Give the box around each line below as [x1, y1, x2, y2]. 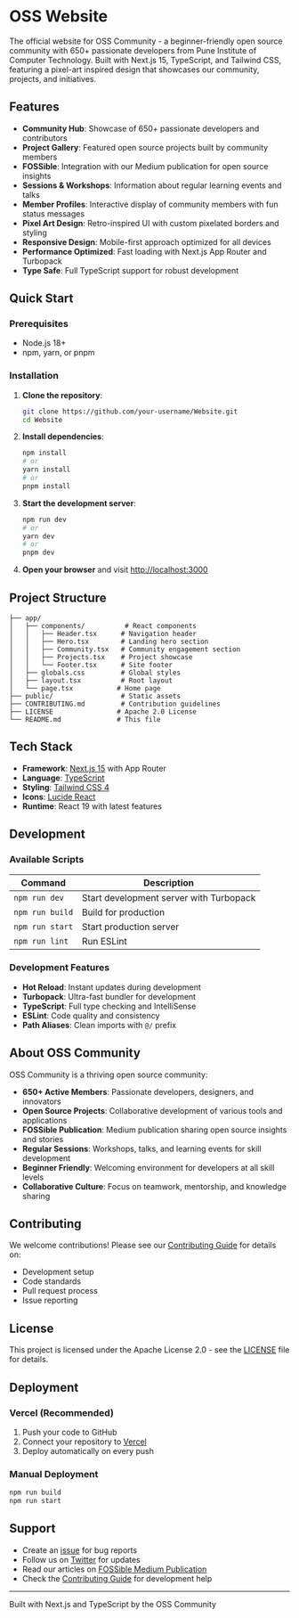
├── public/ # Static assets [9, 692, 181, 701]
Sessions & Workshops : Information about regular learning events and [21, 180, 282, 191]
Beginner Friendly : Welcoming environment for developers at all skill [21, 1162, 275, 1173]
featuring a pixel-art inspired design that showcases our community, [9, 64, 260, 75]
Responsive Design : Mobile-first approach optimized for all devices [21, 236, 271, 247]
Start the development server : [21, 497, 136, 509]
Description [143, 876, 194, 888]
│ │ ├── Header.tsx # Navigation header [9, 630, 198, 639]
